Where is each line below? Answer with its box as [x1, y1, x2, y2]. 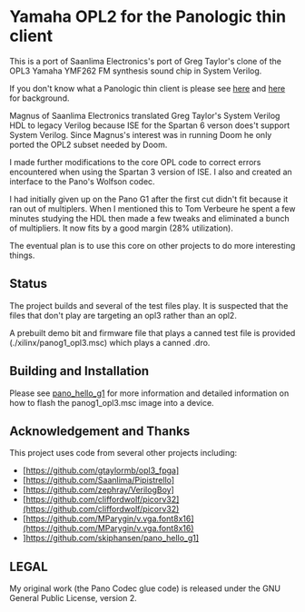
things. [9, 250, 35, 261]
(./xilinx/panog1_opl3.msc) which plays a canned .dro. [9, 337, 211, 348]
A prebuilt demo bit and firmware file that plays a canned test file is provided [9, 327, 296, 338]
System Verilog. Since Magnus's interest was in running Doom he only [9, 129, 272, 140]
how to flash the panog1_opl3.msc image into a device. [9, 397, 215, 408]
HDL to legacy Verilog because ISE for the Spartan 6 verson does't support [9, 120, 290, 131]
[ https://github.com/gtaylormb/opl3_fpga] [22, 465, 180, 476]
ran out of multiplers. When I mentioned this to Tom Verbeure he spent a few [9, 202, 296, 214]
